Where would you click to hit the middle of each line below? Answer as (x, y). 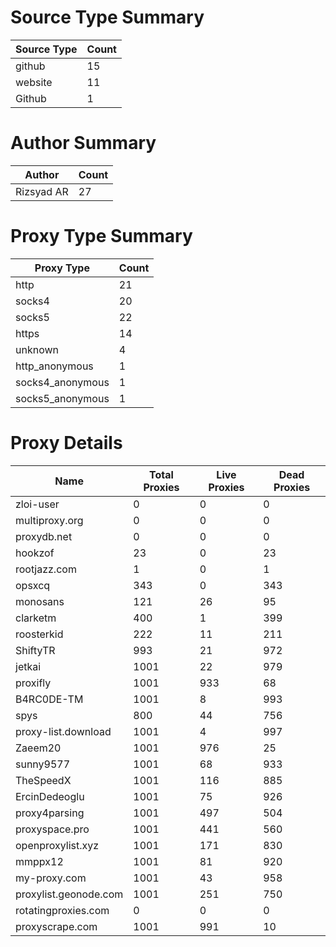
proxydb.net (44, 536)
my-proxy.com (51, 878)
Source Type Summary (107, 17)
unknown (37, 349)
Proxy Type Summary (101, 236)
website (34, 82)
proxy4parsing (50, 813)
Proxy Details (66, 443)
